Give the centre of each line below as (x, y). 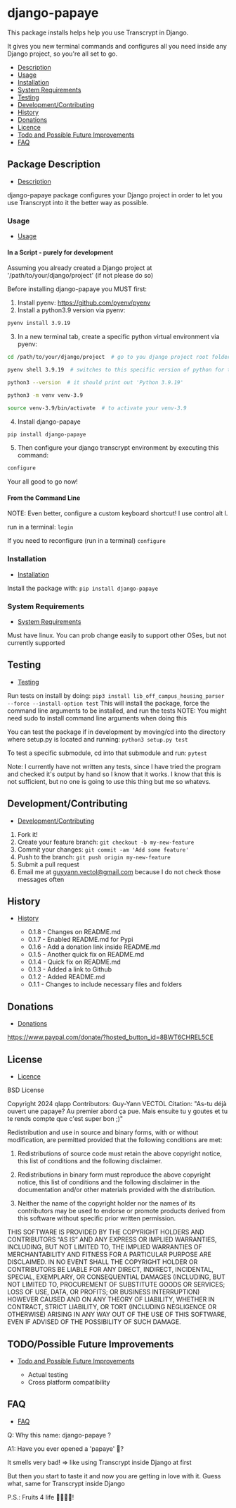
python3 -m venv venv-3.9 (45, 395)
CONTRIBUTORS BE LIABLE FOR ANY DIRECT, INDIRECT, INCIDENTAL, (111, 1270)
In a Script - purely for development (60, 252)
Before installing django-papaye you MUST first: (77, 289)
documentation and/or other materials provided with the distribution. (116, 1190)
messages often (41, 879)
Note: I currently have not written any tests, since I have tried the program (114, 766)
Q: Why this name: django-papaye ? (59, 1435)
